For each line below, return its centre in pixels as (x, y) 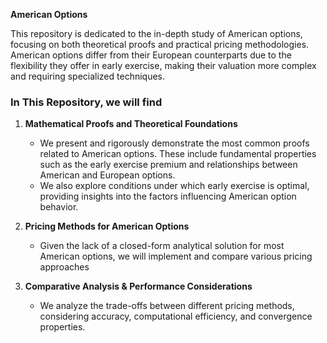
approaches (64, 267)
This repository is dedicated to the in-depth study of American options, (156, 33)
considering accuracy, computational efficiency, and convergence (176, 316)
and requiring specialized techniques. (88, 76)
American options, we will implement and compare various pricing (176, 256)
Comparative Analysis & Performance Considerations (138, 286)
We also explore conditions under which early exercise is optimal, (174, 186)
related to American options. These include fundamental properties (178, 154)
